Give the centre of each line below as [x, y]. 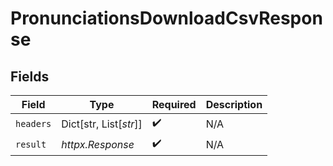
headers [33, 123]
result [31, 144]
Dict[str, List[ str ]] [102, 124]
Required [174, 104]
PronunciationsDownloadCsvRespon [166, 18]
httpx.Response [98, 144]
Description [234, 104]
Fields [30, 76]
